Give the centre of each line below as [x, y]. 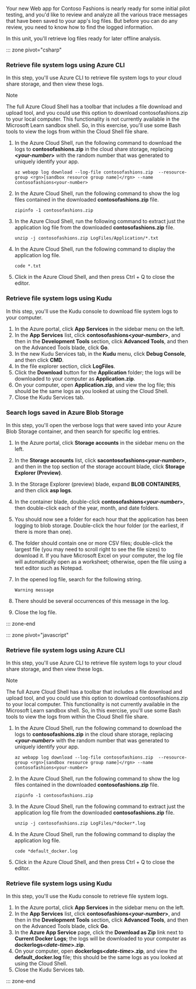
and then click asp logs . [43, 490]
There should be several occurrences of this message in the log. [92, 601]
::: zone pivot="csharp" [34, 50]
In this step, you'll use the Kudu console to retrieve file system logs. [87, 896]
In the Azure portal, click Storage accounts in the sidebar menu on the [99, 442]
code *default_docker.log [46, 851]
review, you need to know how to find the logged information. [80, 27]
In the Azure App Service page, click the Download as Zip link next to [99, 932]
